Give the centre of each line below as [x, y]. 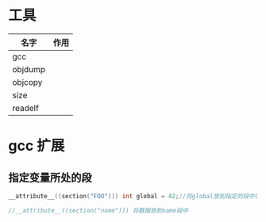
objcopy [27, 82]
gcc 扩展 [37, 146]
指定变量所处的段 [50, 177]
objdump [29, 69]
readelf [26, 108]
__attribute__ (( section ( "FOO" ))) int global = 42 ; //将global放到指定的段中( [133, 196]
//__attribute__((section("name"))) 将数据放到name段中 [98, 210]
